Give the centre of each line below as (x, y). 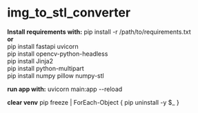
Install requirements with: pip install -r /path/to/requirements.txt (99, 32)
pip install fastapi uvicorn (43, 46)
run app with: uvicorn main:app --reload (65, 89)
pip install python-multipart (46, 68)
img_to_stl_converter (69, 13)
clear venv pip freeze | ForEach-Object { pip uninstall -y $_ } (93, 102)
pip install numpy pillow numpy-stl (56, 75)
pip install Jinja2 (30, 61)
